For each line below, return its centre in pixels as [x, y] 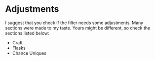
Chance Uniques [29, 53]
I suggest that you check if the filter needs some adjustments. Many [74, 23]
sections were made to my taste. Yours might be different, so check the [78, 28]
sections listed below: [27, 33]
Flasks [19, 48]
